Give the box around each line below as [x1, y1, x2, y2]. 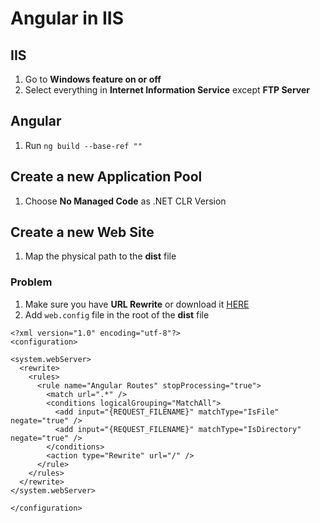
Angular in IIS [10, 7, 125, 30]
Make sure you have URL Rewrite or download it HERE [24, 298, 250, 310]
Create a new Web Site [10, 224, 155, 241]
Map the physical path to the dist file [24, 250, 177, 262]
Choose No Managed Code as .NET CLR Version [24, 195, 227, 207]
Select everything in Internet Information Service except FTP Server [24, 84, 311, 96]
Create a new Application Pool [10, 168, 203, 186]
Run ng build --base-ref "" [24, 139, 143, 151]
